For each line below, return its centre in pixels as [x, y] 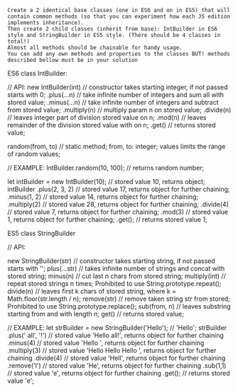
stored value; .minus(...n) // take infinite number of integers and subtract [113, 102]
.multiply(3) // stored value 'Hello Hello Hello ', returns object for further [112, 350]
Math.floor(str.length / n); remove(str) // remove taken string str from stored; [119, 299]
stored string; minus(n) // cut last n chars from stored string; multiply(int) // [117, 276]
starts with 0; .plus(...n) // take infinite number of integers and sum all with [116, 95]
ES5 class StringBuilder [42, 233]
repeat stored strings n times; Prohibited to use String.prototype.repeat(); [114, 284]
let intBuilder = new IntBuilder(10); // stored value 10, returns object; [106, 181]
